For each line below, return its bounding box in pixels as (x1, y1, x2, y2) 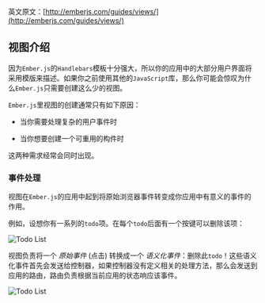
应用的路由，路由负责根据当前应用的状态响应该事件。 (8, 270, 182, 280)
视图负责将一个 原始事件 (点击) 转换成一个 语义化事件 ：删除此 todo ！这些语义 (8, 251, 257, 260)
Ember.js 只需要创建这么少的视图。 (15, 82, 127, 93)
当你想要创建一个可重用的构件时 (19, 133, 124, 143)
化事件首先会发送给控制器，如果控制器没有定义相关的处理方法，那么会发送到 (8, 261, 258, 270)
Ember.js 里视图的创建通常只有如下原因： (8, 100, 141, 109)
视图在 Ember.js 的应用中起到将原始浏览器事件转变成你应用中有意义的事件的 (8, 192, 252, 201)
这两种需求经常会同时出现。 (8, 150, 99, 160)
